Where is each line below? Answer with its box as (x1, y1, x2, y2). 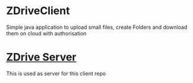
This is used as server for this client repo (6, 69, 106, 77)
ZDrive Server (6, 51, 77, 64)
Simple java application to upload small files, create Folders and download (6, 24, 188, 31)
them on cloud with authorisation (6, 29, 87, 36)
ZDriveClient (6, 4, 70, 18)
